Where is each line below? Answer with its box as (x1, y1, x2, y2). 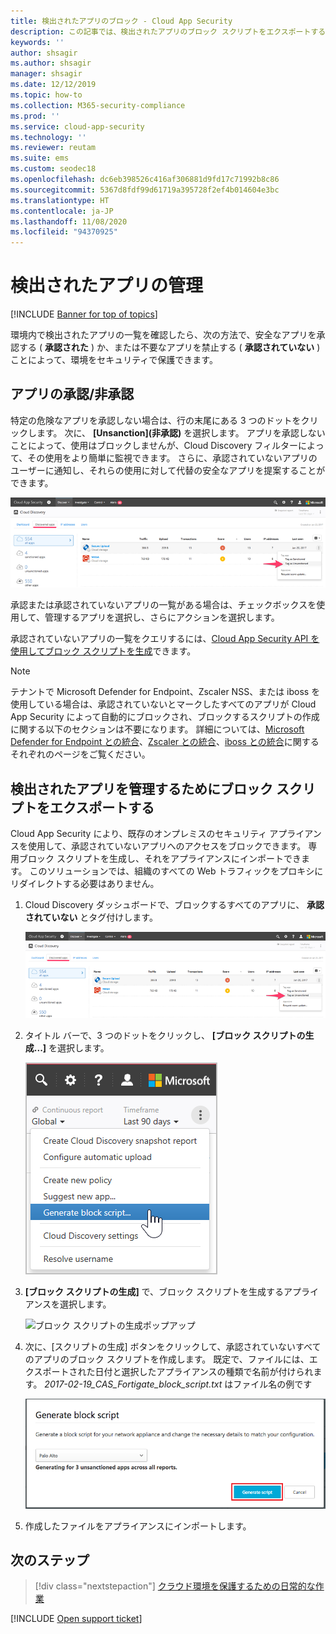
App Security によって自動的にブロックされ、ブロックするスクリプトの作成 (10, 711, 320, 723)
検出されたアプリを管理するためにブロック (10, 780, 273, 797)
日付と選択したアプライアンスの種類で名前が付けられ (94, 1365, 314, 1377)
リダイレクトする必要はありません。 (10, 878, 160, 890)
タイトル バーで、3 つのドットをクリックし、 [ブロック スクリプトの (24, 1029, 306, 1041)
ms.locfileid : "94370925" (10, 227, 118, 237)
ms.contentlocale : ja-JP (10, 206, 114, 216)
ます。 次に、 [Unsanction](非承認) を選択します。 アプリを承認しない (36, 426, 326, 439)
